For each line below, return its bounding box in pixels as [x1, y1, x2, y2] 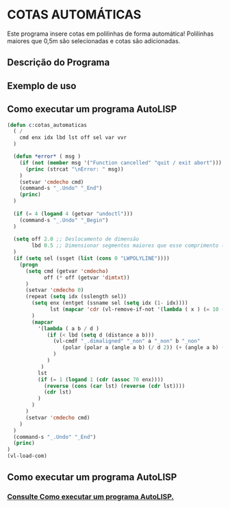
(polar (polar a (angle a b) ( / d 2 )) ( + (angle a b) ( [62, 344, 225, 351]
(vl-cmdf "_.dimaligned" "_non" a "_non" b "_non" [53, 338, 201, 345]
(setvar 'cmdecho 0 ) [25, 287, 84, 294]
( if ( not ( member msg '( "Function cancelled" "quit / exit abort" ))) [19, 159, 222, 166]
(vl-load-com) [7, 452, 48, 459]
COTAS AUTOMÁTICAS [7, 7, 142, 23]
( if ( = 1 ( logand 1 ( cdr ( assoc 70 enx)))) [37, 376, 164, 383]
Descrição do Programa [7, 57, 110, 69]
